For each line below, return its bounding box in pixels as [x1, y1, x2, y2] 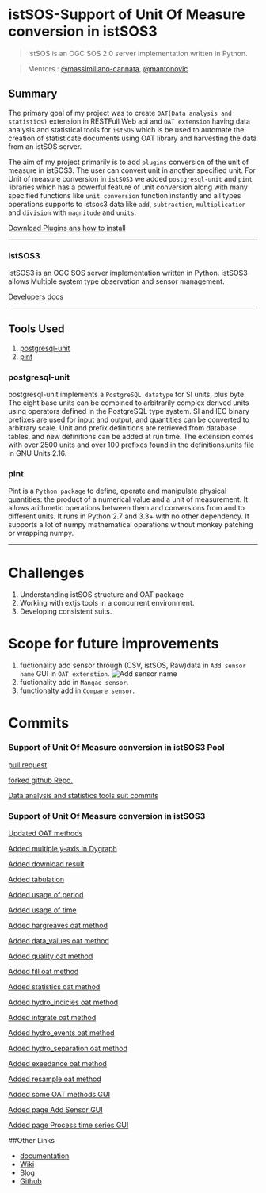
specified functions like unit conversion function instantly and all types [8, 190, 241, 200]
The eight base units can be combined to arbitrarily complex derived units [8, 398, 249, 407]
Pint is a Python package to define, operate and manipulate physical [8, 486, 227, 496]
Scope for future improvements [8, 634, 219, 652]
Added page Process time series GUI [8, 1120, 129, 1130]
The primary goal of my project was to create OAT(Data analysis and [8, 108, 232, 117]
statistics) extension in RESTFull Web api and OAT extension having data [8, 117, 251, 126]
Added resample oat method [8, 1074, 101, 1084]
